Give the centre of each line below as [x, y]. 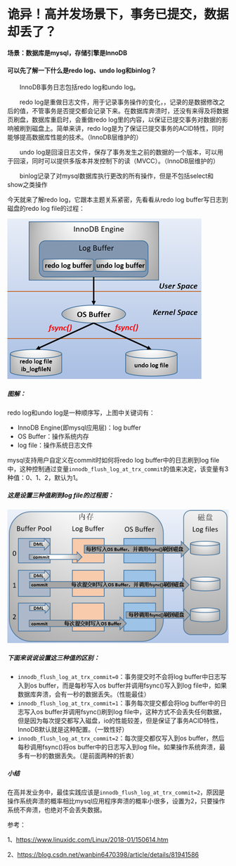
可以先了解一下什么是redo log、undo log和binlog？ [82, 70]
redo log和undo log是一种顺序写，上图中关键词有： [81, 413]
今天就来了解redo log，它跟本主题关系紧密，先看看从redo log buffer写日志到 [118, 200]
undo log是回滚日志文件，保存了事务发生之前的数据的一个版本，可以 [119, 153]
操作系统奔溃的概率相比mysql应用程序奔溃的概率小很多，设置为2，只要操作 [116, 801]
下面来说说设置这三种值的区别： [53, 657]
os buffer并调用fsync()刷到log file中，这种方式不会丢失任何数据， [131, 712]
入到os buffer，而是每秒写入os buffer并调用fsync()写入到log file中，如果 [122, 685]
